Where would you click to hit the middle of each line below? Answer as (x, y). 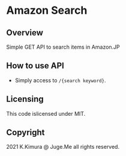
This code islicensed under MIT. (46, 113)
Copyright (25, 133)
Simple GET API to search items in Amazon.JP (63, 47)
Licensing (25, 99)
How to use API (35, 66)
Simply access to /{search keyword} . (60, 80)
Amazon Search (47, 10)
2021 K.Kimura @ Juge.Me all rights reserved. (63, 147)
